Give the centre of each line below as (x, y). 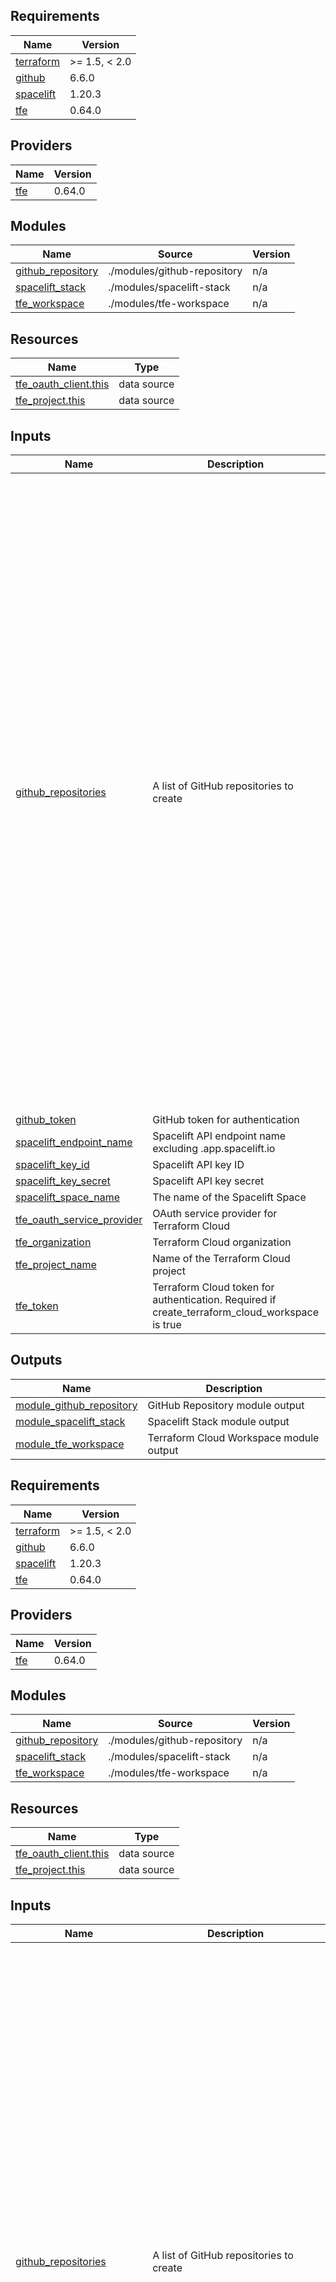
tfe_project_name (56, 1265)
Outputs (36, 1360)
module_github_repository (76, 1405)
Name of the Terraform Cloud (221, 1259)
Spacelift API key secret (208, 1181)
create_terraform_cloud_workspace (236, 1312)
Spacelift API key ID (198, 1165)
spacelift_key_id (52, 1165)
